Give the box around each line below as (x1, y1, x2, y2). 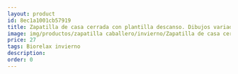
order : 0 (7, 56, 33, 63)
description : (7, 50, 46, 57)
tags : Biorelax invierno (7, 43, 81, 50)
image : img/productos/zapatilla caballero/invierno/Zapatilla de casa (7, 30, 220, 37)
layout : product (7, 10, 55, 18)
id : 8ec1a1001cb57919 (7, 17, 72, 24)
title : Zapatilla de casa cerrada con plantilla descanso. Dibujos (7, 23, 211, 30)
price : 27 (7, 37, 37, 44)
